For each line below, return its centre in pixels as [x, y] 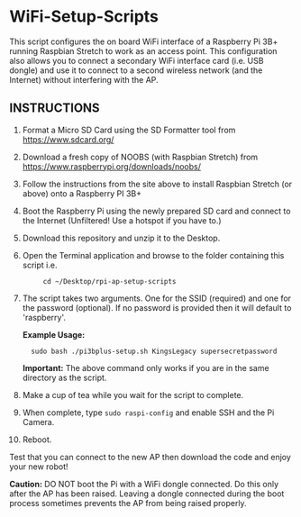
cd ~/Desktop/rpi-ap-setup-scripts [109, 281]
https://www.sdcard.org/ [68, 139]
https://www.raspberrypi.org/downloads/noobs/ [111, 166]
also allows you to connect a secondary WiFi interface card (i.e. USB [137, 60]
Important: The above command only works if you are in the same [146, 367]
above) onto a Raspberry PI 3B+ [82, 193]
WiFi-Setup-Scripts [84, 17]
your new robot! [39, 467]
